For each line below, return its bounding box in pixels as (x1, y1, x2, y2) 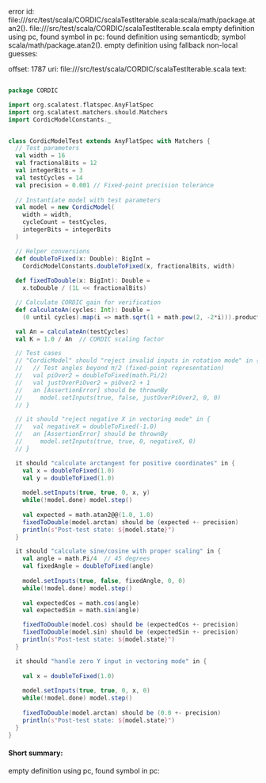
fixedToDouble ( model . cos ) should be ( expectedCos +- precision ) (22, 621, 239, 629)
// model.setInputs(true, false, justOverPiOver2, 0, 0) (15, 393, 222, 402)
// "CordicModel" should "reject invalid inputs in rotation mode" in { (15, 357, 260, 364)
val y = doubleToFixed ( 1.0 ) (22, 474, 115, 482)
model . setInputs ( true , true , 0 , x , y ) (22, 488, 150, 497)
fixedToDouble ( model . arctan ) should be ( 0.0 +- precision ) (22, 708, 222, 717)
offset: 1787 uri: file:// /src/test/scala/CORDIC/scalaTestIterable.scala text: (8, 64, 247, 74)
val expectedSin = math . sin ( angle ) (22, 607, 140, 615)
